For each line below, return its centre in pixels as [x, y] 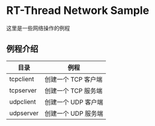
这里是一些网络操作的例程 [38, 28]
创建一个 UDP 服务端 [74, 113]
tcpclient [22, 79]
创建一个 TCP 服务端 [74, 90]
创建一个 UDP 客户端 [74, 102]
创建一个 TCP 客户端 [74, 79]
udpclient [23, 102]
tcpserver [23, 90]
